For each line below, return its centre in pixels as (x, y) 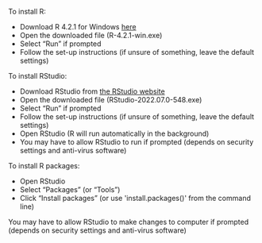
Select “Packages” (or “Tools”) (70, 189)
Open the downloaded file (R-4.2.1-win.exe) (91, 35)
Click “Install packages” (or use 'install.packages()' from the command (135, 198)
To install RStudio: (38, 76)
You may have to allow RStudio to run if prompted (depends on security (137, 142)
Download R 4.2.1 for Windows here (78, 27)
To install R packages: (44, 166)
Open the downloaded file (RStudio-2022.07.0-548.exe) (111, 100)
